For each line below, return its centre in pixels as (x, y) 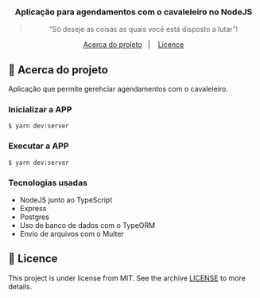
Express (33, 208)
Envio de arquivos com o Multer (72, 234)
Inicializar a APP (40, 110)
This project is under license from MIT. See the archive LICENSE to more (127, 278)
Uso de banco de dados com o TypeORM (87, 225)
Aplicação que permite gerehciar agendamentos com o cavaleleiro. (118, 89)
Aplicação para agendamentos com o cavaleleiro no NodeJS (134, 12)
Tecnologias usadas (48, 182)
